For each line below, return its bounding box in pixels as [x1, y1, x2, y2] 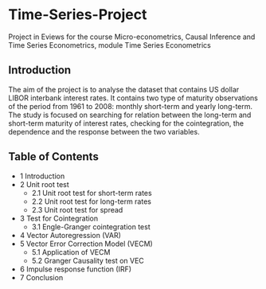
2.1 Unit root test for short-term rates [31, 188, 153, 197]
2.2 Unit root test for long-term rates [31, 197, 151, 206]
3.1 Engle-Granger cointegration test [31, 221, 151, 232]
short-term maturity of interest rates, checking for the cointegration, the [8, 118, 244, 128]
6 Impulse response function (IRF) [19, 264, 132, 274]
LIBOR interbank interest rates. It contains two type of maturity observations [8, 93, 259, 103]
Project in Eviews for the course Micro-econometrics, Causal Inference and [8, 32, 256, 41]
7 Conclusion [19, 272, 64, 282]
